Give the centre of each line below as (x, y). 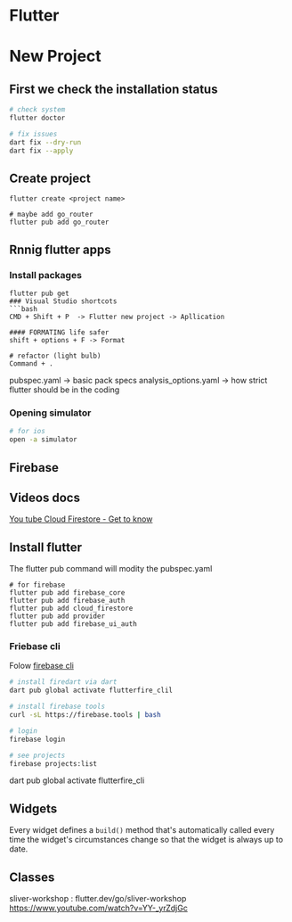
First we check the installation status (114, 89)
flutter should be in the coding (65, 390)
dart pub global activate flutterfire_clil (91, 691)
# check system (37, 110)
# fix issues (33, 134)
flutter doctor (37, 118)
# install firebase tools (57, 707)
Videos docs (45, 497)
